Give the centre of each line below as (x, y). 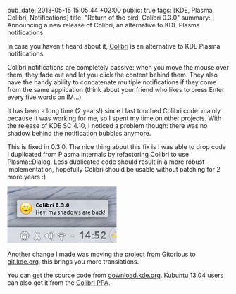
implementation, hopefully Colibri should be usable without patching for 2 (114, 169)
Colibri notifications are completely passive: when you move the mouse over (118, 67)
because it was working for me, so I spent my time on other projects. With (114, 118)
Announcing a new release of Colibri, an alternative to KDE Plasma (104, 25)
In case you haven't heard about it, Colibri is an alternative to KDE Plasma (114, 46)
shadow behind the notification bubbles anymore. (79, 133)
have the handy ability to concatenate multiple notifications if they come (112, 82)
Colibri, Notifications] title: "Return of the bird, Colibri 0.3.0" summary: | (111, 18)
